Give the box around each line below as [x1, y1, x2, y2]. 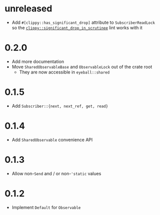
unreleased [4, 3, 53, 14]
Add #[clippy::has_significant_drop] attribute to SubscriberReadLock [11, 19, 156, 25]
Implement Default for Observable [11, 204, 81, 210]
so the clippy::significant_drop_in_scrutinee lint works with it [11, 24, 143, 30]
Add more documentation [11, 58, 64, 65]
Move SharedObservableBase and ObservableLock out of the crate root [11, 64, 152, 70]
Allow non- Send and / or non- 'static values [11, 170, 102, 176]
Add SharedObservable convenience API [11, 137, 93, 143]
